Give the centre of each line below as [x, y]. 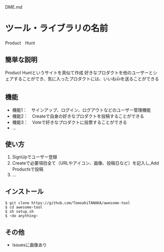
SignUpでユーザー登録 [35, 157]
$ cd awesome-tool [24, 207]
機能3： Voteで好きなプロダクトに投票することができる [70, 122]
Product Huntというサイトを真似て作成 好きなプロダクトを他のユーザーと [79, 73]
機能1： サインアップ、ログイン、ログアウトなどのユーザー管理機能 [81, 110]
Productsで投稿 [28, 169]
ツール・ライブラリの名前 [57, 28]
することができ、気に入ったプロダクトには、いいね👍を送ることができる [86, 78]
